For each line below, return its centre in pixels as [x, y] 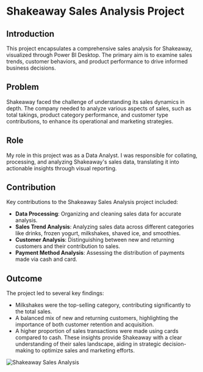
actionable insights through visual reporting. [62, 168]
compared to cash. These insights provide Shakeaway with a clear [98, 338]
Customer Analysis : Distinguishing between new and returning [95, 240]
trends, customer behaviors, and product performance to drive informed [97, 61]
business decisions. [31, 68]
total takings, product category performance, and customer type [87, 115]
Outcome [24, 278]
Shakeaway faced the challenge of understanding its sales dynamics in [95, 101]
